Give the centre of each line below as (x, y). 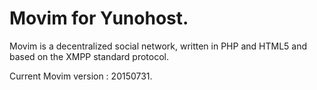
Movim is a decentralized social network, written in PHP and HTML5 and (158, 46)
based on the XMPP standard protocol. (89, 56)
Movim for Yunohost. (99, 18)
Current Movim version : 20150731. (81, 76)
